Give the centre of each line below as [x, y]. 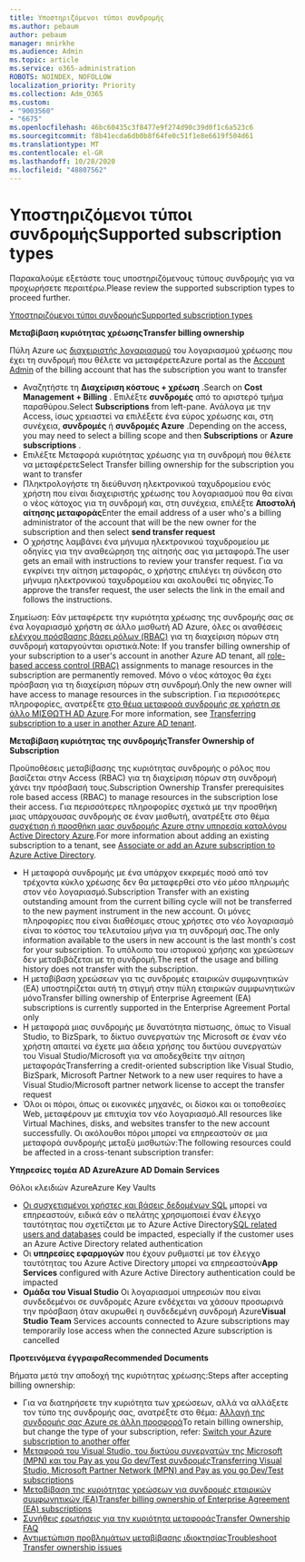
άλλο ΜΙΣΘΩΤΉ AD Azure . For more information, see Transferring [133, 714]
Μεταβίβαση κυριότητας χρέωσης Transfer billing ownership [127, 333]
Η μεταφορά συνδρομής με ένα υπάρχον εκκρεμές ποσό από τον [145, 873]
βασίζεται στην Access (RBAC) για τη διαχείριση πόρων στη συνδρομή [143, 778]
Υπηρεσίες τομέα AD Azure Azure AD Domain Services [115, 1170]
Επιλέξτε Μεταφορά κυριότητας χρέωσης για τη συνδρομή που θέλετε [157, 455]
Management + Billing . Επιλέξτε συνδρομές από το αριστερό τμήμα [153, 397]
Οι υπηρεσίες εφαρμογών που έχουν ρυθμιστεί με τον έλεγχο [141, 1253]
